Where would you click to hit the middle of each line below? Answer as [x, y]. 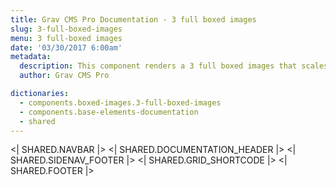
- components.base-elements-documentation [109, 112]
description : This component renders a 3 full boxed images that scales [174, 66]
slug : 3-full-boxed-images [66, 29]
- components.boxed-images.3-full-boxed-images [120, 102]
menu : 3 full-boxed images [66, 38]
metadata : [31, 57]
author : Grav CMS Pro [64, 76]
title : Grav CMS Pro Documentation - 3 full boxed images [133, 19]
